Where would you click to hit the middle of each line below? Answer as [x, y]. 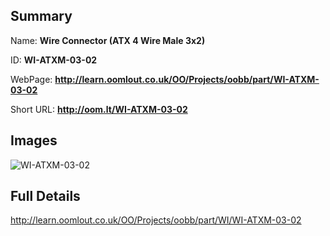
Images [34, 140]
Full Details [45, 196]
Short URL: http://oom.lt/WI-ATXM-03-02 [99, 109]
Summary [41, 16]
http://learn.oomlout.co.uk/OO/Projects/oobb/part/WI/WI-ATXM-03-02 [156, 220]
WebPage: [31, 79]
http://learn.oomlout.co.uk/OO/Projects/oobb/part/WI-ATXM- [187, 79]
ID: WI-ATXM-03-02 [54, 60]
